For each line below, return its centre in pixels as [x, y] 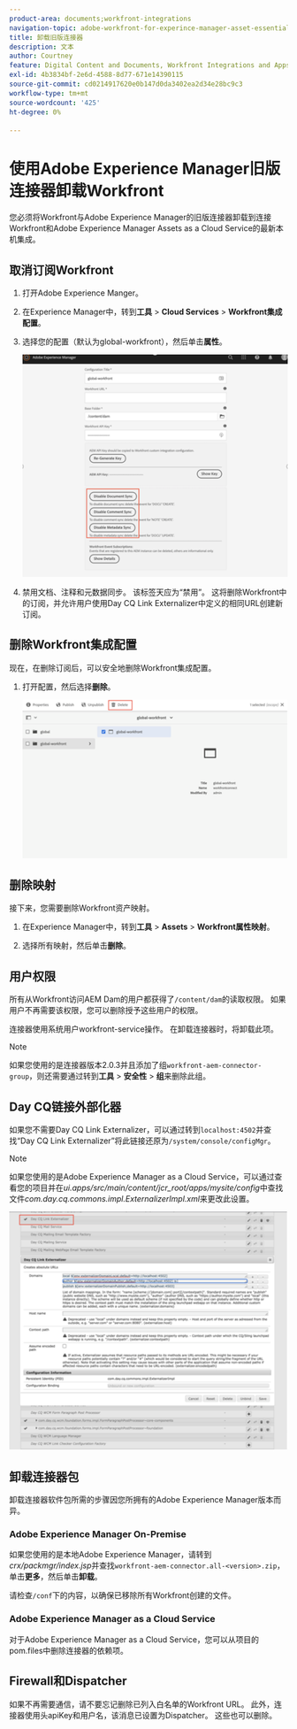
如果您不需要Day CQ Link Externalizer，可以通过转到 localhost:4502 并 [137, 1130]
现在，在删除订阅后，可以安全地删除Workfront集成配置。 [113, 667]
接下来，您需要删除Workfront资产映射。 [82, 908]
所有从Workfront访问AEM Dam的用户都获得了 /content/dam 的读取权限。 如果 [148, 999]
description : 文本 [42, 47]
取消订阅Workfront [61, 270]
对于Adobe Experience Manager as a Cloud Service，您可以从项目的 [134, 1639]
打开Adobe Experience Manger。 [83, 293]
